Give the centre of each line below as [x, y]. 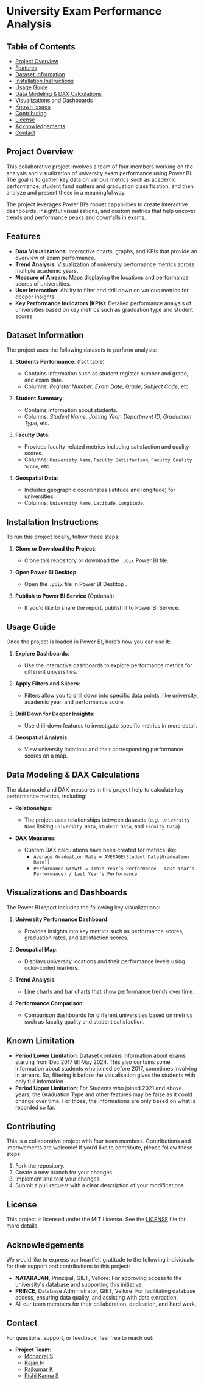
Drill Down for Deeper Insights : [55, 714]
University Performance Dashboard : [62, 919]
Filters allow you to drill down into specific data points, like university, [111, 696]
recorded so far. [35, 1107]
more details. [23, 1226]
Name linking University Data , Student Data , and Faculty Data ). [103, 826]
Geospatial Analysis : [42, 737]
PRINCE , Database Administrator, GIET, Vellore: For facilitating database [105, 1291]
